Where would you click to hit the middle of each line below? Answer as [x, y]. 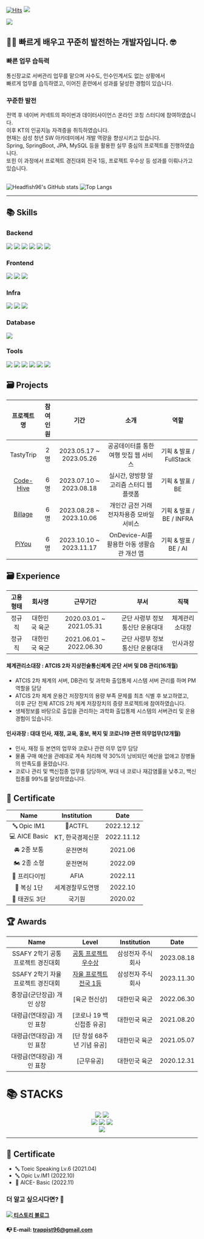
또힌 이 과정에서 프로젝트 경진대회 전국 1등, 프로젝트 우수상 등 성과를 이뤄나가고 [100, 160]
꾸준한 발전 [22, 101]
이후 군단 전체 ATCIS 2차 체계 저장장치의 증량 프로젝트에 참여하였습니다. [100, 703]
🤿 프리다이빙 [29, 876]
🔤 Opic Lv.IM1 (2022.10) [45, 1176]
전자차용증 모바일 [131, 514]
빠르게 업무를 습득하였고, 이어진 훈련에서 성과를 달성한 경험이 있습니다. [90, 83]
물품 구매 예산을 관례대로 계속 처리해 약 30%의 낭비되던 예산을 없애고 [97, 755]
